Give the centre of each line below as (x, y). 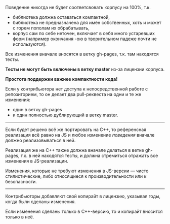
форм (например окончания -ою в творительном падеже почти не (84, 39)
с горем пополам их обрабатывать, (51, 28)
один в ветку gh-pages (37, 109)
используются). (30, 44)
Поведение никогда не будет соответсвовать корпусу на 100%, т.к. (78, 7)
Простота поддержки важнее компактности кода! (61, 79)
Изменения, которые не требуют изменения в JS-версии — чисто (77, 171)
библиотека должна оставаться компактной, (61, 17)
